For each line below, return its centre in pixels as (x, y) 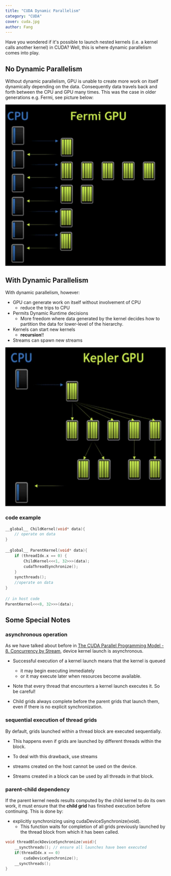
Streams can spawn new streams (48, 340)
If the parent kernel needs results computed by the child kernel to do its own (85, 800)
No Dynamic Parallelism (44, 69)
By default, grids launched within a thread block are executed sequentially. (83, 731)
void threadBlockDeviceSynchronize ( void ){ (51, 842)
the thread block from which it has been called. (70, 832)
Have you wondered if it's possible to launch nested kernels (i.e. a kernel (81, 42)
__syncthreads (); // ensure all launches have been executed (80, 847)
